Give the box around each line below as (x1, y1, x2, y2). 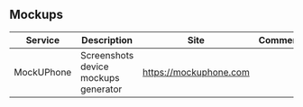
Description (80, 33, 133, 46)
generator (79, 83, 123, 95)
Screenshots (79, 49, 134, 61)
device (79, 60, 110, 73)
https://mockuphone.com (142, 66, 250, 78)
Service (25, 33, 60, 46)
